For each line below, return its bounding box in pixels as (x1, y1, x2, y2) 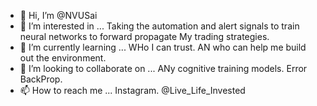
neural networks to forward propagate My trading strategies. (19, 31, 270, 42)
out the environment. (19, 52, 107, 64)
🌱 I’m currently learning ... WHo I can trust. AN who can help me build (19, 41, 307, 53)
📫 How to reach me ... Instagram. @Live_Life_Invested (19, 85, 246, 96)
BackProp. (19, 73, 63, 85)
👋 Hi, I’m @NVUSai (19, 10, 98, 21)
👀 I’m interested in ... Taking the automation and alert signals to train (19, 20, 300, 32)
